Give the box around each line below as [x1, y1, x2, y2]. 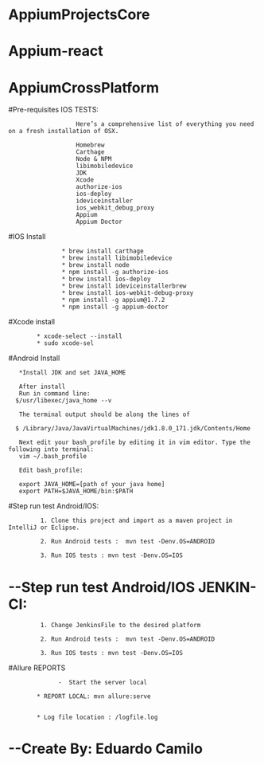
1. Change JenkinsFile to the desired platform [40, 622, 201, 630]
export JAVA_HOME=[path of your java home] [18, 481, 165, 488]
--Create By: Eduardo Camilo [8, 739, 203, 758]
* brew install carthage [61, 247, 145, 256]
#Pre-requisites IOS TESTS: [8, 105, 99, 115]
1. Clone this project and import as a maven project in [40, 516, 233, 525]
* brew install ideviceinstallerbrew [61, 282, 187, 290]
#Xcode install [8, 317, 56, 327]
